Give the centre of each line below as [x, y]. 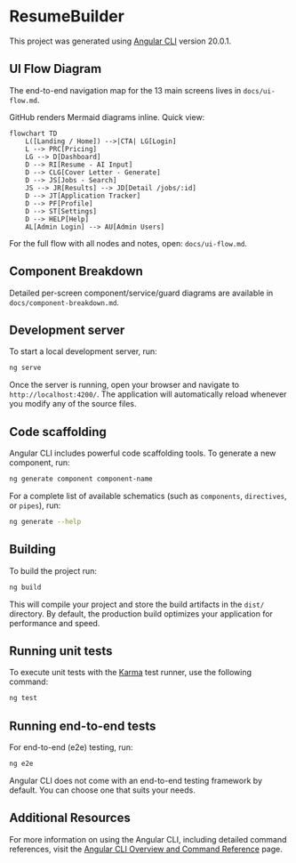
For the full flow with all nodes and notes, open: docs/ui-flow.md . [128, 243]
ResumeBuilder [67, 16]
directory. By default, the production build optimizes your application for [141, 613]
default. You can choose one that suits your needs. [102, 790]
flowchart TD [33, 133]
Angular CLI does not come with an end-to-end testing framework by [136, 780]
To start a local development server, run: [83, 351]
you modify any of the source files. [73, 404]
